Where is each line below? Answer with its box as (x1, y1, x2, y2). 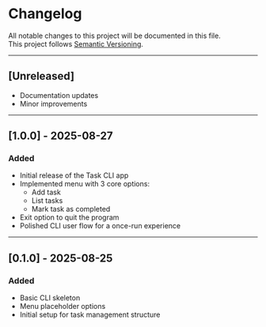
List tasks (31, 196, 63, 205)
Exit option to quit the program (19, 212, 120, 222)
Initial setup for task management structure (19, 310, 161, 320)
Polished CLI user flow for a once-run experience (19, 221, 180, 231)
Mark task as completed (31, 205, 111, 214)
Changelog (8, 5, 82, 23)
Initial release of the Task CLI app (19, 171, 129, 180)
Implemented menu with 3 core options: (19, 179, 150, 189)
